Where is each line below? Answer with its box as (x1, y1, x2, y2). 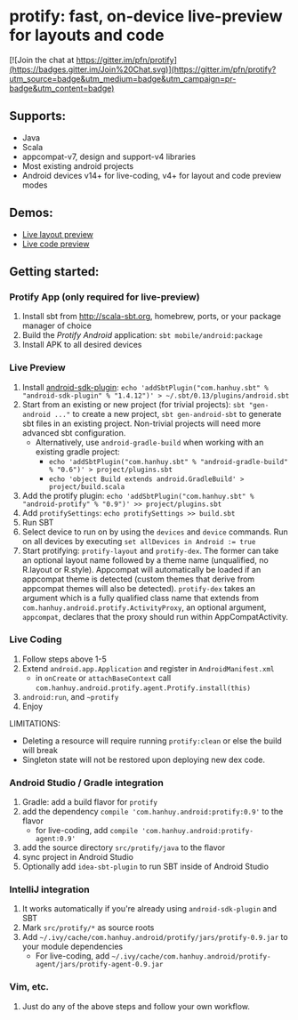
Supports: (9, 108, 67, 124)
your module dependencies (21, 941, 123, 952)
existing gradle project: (35, 446, 120, 457)
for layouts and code (9, 25, 165, 45)
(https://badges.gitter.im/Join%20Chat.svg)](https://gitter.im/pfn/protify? (9, 64, 277, 75)
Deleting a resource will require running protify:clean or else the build (21, 735, 282, 746)
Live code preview (21, 238, 90, 249)
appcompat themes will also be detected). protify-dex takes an (21, 582, 256, 593)
